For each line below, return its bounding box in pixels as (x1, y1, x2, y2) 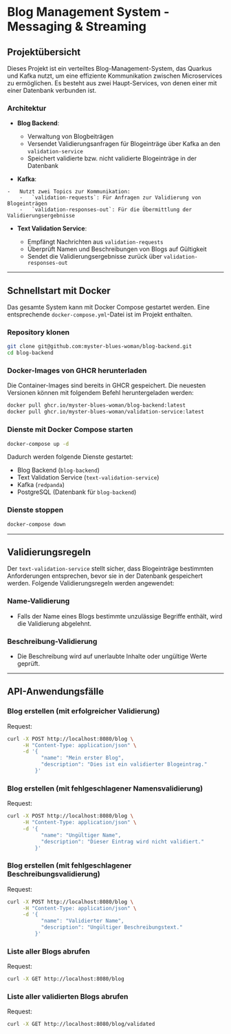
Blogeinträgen (7, 200, 48, 207)
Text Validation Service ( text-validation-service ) (16, 473, 159, 482)
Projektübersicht (7, 46, 81, 58)
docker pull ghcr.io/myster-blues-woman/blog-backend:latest (7, 402, 186, 409)
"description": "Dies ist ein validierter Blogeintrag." (41, 761, 208, 768)
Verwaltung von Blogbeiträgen (27, 132, 114, 141)
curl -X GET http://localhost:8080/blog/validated (7, 1021, 155, 1028)
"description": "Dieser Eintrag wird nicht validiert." (41, 838, 205, 845)
